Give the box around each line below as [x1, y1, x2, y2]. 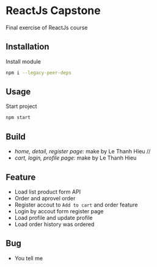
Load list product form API [14, 188, 81, 196]
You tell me [14, 254, 43, 262]
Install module [5, 57, 41, 65]
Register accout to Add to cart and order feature [14, 201, 138, 208]
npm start [5, 114, 31, 121]
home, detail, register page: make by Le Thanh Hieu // [14, 148, 151, 155]
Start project [5, 103, 37, 110]
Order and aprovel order [14, 194, 76, 202]
